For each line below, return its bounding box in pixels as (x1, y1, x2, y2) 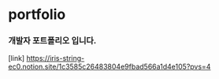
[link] (8, 54, 25, 63)
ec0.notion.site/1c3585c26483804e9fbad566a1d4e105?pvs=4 (8, 62, 211, 72)
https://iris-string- (26, 54, 85, 63)
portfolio (8, 6, 66, 24)
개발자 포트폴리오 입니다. (8, 36, 97, 47)
